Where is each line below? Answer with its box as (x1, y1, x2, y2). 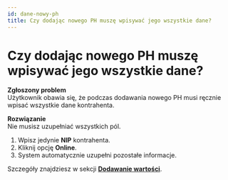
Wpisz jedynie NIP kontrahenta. (17, 136, 110, 145)
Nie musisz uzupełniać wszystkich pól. (7, 122, 121, 131)
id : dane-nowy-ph (7, 10, 59, 18)
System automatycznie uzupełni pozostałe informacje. (17, 151, 177, 159)
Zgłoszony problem (7, 86, 66, 94)
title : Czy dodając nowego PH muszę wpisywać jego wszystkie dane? (7, 17, 212, 24)
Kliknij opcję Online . (17, 143, 77, 152)
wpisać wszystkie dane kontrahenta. (7, 101, 115, 110)
